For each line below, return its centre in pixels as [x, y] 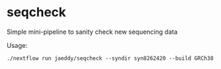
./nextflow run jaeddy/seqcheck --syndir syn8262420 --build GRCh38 [110, 58]
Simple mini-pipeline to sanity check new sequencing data [92, 32]
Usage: [17, 45]
